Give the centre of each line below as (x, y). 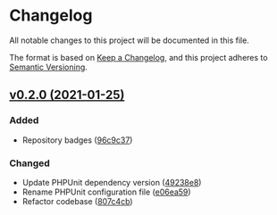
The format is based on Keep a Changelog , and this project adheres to (138, 57)
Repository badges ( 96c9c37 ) (77, 140)
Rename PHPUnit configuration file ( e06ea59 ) (106, 192)
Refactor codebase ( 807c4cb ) (77, 201)
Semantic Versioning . (48, 67)
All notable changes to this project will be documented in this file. (130, 40)
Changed (30, 163)
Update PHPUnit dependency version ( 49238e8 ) (112, 182)
